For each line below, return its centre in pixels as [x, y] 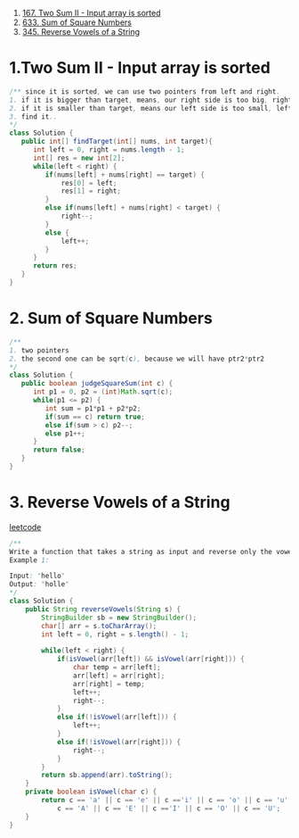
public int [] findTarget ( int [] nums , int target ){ [117, 142]
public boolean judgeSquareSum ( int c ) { [97, 384]
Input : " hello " [37, 576]
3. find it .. [33, 116]
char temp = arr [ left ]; [117, 668]
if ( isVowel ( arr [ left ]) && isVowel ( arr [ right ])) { [150, 660]
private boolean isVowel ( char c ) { [91, 792]
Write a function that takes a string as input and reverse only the [141, 552]
